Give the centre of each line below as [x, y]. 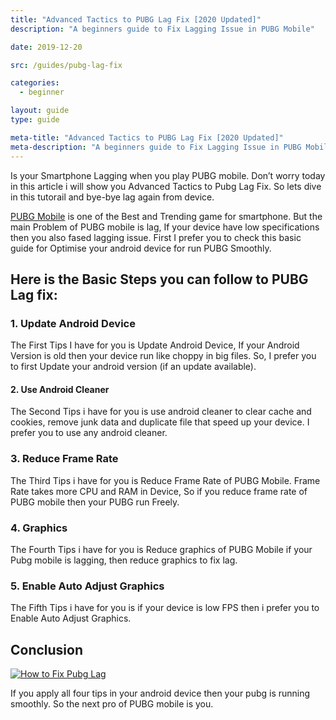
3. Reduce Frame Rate [64, 459]
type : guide [35, 120]
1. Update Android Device [73, 323]
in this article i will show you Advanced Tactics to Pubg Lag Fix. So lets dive [166, 186]
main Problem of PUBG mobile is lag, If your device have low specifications [165, 227]
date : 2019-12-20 [46, 47]
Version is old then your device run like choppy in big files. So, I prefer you [163, 356]
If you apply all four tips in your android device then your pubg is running [160, 693]
